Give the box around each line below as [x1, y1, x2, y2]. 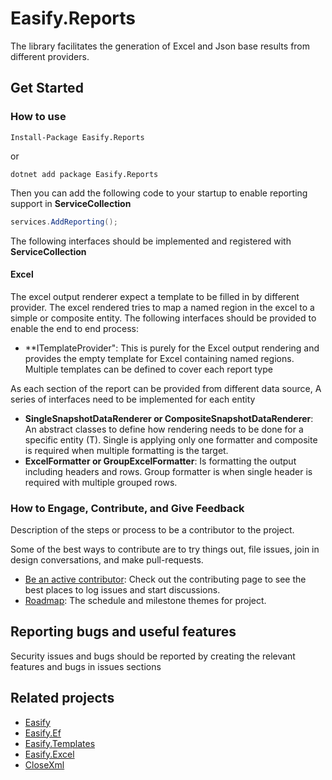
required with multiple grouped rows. [24, 476, 178, 488]
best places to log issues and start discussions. [24, 584, 221, 596]
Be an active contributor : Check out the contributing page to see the [24, 573, 307, 585]
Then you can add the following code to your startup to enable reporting [10, 187, 308, 199]
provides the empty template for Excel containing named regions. [24, 352, 295, 364]
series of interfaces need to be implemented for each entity [10, 393, 256, 405]
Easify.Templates [24, 737, 96, 749]
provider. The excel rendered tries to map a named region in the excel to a [10, 301, 315, 313]
